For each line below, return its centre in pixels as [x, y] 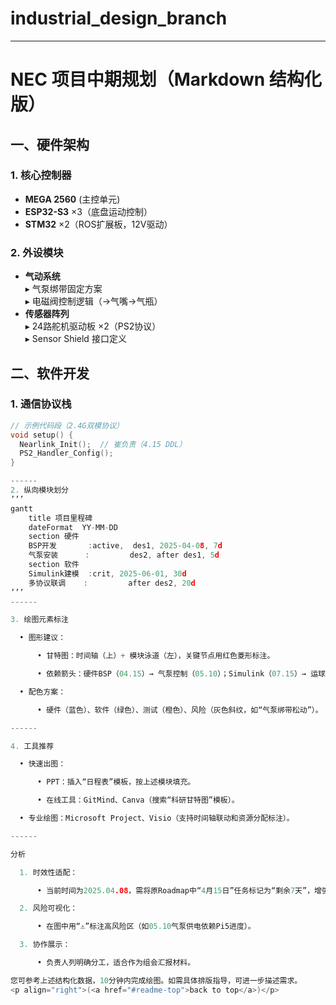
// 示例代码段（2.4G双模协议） [67, 425]
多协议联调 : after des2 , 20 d [112, 583]
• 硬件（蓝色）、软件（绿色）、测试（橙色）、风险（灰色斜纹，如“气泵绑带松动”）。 [179, 710]
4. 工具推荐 [32, 746]
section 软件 [54, 565]
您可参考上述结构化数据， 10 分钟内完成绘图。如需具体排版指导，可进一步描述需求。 [156, 980]
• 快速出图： [43, 764]
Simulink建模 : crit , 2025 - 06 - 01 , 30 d [107, 573]
